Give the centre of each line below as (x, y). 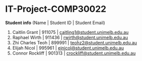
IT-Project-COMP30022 (56, 9)
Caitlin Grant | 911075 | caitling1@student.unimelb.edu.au (71, 32)
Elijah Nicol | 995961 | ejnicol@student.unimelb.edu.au (68, 48)
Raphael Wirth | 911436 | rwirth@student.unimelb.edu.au (70, 37)
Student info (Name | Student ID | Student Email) (55, 23)
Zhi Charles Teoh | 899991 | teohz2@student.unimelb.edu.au (75, 42)
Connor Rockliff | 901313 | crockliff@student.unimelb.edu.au (74, 53)
